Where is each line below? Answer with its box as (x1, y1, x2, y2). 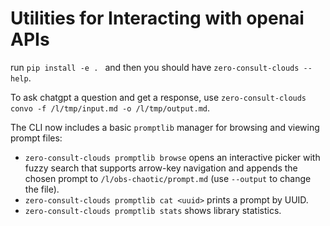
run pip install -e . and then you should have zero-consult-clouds (10, 61, 300, 73)
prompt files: (10, 132, 63, 144)
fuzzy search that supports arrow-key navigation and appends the (24, 162, 298, 174)
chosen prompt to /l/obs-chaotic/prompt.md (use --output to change (24, 172, 312, 184)
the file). (24, 183, 60, 195)
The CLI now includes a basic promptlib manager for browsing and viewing (10, 121, 320, 133)
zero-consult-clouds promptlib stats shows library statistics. (24, 204, 282, 216)
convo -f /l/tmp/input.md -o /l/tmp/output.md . (10, 102, 211, 114)
